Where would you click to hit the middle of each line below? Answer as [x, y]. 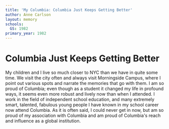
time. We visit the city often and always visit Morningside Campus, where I [83, 78]
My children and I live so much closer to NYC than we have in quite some [82, 72]
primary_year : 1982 [26, 33]
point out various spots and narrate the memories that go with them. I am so [84, 83]
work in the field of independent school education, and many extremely [80, 99]
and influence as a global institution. [43, 121]
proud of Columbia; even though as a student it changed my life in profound [84, 89]
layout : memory [21, 19]
